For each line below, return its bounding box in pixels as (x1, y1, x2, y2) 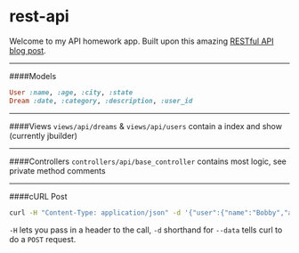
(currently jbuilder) (9, 130, 78, 141)
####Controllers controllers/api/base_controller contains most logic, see (9, 156, 287, 167)
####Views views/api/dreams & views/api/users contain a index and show (9, 120, 283, 131)
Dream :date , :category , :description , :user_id (9, 96, 193, 105)
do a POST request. (9, 233, 77, 244)
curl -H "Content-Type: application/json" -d (9, 208, 181, 217)
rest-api (9, 6, 69, 27)
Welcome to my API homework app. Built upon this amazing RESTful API (9, 36, 274, 46)
